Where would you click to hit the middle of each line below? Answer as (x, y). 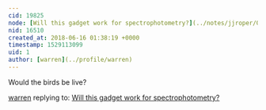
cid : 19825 (26, 15)
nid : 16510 (26, 30)
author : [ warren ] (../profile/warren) (70, 60)
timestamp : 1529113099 (46, 45)
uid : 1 (19, 52)
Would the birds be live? (47, 82)
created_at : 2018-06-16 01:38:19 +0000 (74, 38)
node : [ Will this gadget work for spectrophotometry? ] (101, 23)
